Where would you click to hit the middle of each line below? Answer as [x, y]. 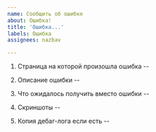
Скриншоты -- [39, 107]
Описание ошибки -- [48, 80]
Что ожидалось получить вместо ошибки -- [83, 94]
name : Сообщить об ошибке [45, 14]
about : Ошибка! [30, 20]
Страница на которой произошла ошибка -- [83, 66]
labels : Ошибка [30, 34]
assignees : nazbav [34, 40]
